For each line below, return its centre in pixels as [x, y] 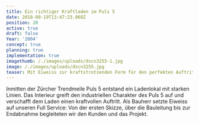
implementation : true [33, 56]
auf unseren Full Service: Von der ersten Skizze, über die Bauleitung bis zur [98, 108]
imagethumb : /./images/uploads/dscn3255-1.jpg [65, 61]
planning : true [25, 50]
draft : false [22, 34]
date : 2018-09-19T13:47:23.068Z [46, 17]
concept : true [24, 45]
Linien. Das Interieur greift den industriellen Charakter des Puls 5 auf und [95, 95]
